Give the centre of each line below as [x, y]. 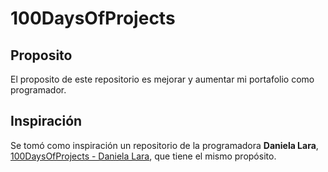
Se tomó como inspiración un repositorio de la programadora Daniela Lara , [164, 145]
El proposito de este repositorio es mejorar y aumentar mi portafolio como [162, 79]
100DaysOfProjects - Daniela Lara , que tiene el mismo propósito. [143, 156]
